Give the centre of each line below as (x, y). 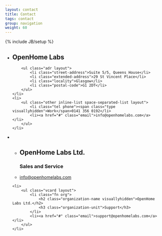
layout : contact (22, 10)
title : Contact (21, 14)
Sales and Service (41, 167)
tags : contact (20, 19)
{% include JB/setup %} (29, 42)
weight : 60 (16, 28)
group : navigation (24, 23)
